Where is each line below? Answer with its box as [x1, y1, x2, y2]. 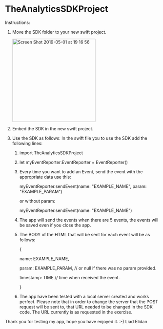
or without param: [19, 198, 56, 204]
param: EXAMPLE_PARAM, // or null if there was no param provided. [19, 265, 157, 271]
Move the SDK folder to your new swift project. [12, 29, 106, 35]
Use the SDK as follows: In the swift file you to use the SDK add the [12, 135, 147, 141]
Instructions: [5, 20, 30, 25]
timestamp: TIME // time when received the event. [19, 274, 120, 280]
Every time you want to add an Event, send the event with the [19, 168, 143, 174]
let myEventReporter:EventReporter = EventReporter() [19, 159, 128, 165]
